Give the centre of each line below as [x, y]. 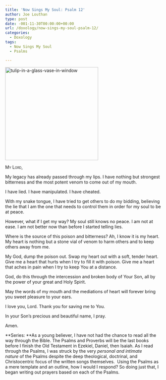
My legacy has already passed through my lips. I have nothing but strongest [83, 177]
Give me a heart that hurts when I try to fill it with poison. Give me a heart [80, 261]
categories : [17, 33]
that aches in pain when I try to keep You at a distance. [61, 267]
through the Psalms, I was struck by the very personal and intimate [74, 351]
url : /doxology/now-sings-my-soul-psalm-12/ [52, 28]
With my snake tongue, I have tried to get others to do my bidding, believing [83, 201]
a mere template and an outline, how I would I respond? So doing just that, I [82, 367]
